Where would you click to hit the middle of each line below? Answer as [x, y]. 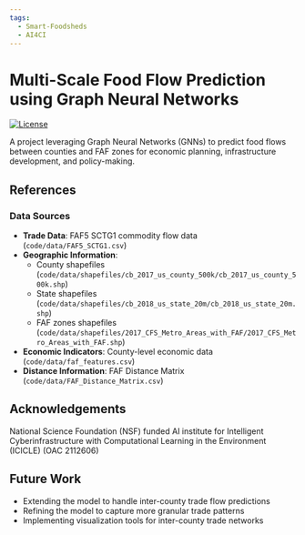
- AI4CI [32, 35]
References [43, 190]
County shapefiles [71, 264]
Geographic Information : [70, 255]
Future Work [46, 479]
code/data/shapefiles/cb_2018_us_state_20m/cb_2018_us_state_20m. [168, 304]
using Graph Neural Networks [124, 99]
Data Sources [40, 216]
